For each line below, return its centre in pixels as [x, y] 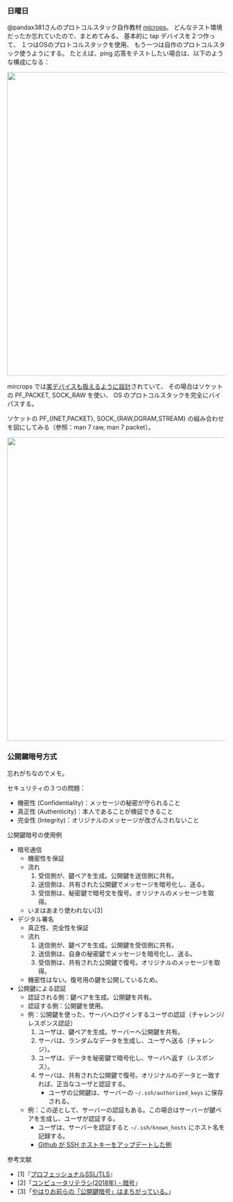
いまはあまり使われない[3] [65, 910]
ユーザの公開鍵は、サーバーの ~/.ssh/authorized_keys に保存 [136, 1092]
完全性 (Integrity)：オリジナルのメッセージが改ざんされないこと [108, 820]
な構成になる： [28, 62]
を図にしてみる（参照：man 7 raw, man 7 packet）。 [81, 428]
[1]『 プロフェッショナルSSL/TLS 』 [67, 1174]
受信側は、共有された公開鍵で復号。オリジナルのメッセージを [126, 962]
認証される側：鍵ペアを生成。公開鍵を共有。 [92, 997]
